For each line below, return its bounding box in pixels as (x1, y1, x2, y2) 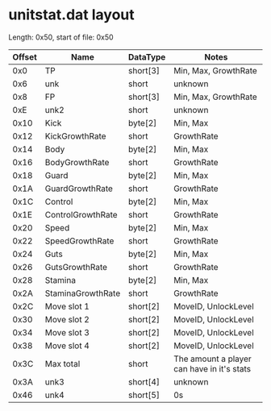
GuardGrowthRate (44, 183, 113, 194)
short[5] (127, 389, 160, 401)
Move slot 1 (44, 301, 90, 312)
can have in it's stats (173, 363, 252, 374)
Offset (12, 51, 38, 62)
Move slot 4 (44, 340, 90, 351)
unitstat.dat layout (8, 6, 135, 24)
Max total (44, 358, 81, 369)
